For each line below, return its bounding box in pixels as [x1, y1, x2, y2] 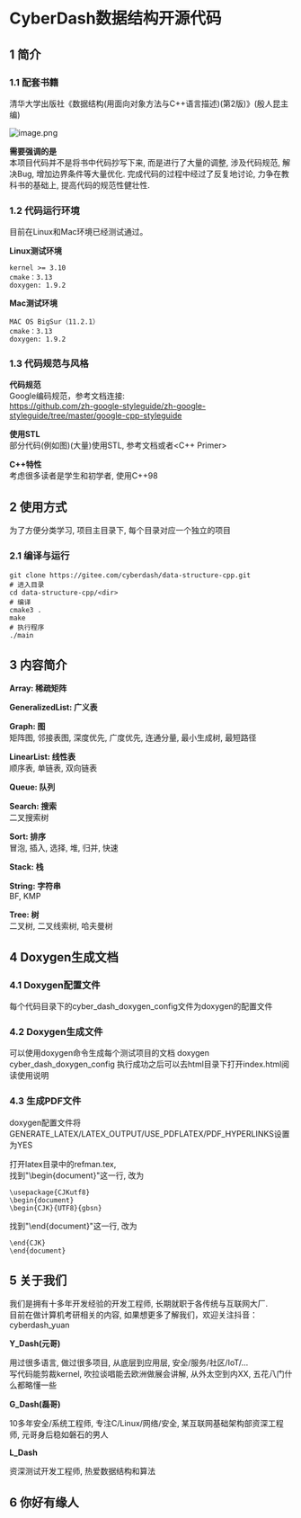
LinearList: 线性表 [9, 752, 76, 763]
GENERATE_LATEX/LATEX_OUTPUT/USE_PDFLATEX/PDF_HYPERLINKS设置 [9, 1128, 290, 1138]
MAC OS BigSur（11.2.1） [9, 317, 100, 326]
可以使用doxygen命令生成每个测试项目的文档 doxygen [9, 1048, 209, 1058]
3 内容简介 [9, 657, 67, 673]
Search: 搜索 [9, 801, 58, 812]
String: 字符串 [9, 880, 61, 891]
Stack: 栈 [9, 862, 44, 872]
